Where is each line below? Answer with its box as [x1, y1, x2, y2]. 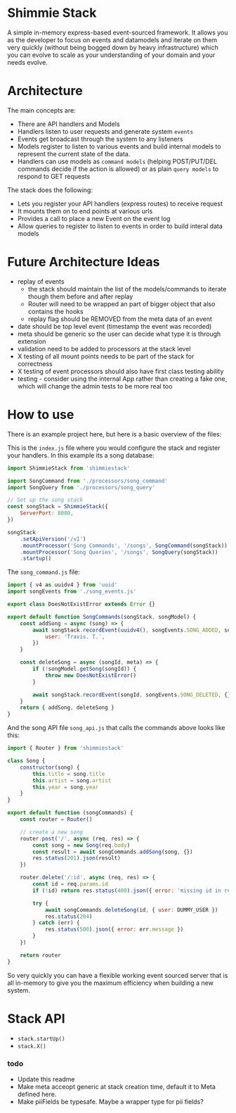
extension [17, 337, 46, 346]
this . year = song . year [32, 784, 99, 791]
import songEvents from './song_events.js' [7, 588, 137, 596]
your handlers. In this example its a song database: [7, 451, 155, 459]
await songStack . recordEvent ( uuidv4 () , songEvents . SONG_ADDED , [32, 627, 221, 634]
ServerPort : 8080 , [20, 510, 74, 517]
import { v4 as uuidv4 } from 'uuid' [7, 581, 118, 589]
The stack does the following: [7, 185, 93, 194]
